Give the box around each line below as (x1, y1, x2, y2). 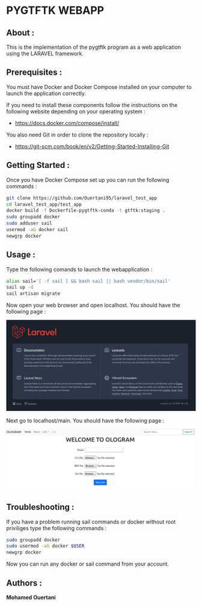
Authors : (6, 578, 42, 588)
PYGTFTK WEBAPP (6, 4, 104, 17)
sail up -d (6, 284, 34, 291)
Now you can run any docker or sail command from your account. (6, 560, 170, 567)
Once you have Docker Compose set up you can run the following (6, 176, 170, 184)
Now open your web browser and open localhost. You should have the (6, 301, 180, 309)
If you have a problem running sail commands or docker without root (6, 518, 176, 525)
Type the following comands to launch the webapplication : (6, 265, 153, 273)
